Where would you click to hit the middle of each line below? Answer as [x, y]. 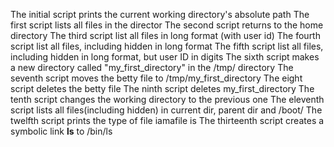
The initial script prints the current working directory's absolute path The [160, 14]
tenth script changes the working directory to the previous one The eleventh [167, 99]
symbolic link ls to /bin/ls [61, 131]
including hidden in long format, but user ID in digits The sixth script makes [165, 57]
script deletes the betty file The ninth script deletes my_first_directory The [162, 88]
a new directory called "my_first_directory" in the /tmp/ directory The [152, 67]
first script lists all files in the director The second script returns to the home [167, 25]
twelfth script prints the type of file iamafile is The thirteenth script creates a [167, 120]
